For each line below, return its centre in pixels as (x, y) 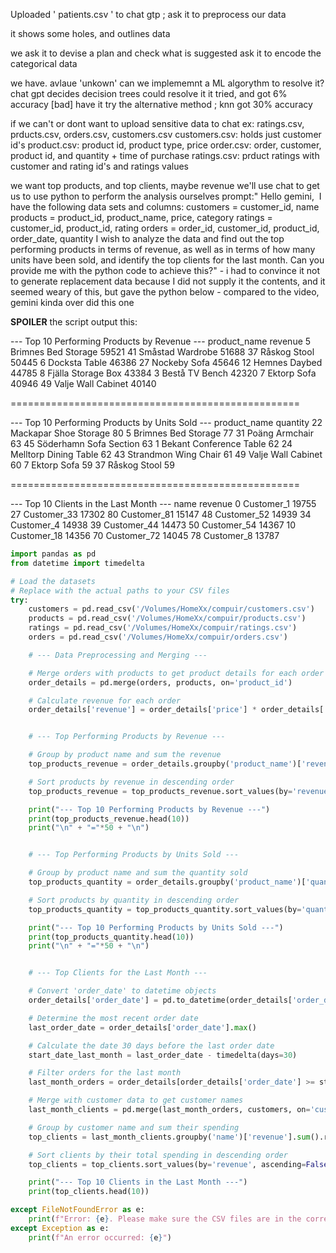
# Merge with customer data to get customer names (136, 1100)
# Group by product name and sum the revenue (125, 755)
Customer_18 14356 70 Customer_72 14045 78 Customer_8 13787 (145, 535)
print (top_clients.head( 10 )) (89, 1192)
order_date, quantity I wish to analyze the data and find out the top (147, 238)
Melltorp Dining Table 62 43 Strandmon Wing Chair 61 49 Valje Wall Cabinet (166, 454)
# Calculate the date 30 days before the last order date (151, 1045)
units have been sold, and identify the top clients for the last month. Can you (167, 260)
